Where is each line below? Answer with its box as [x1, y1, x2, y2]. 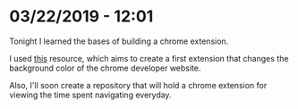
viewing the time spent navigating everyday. [9, 89, 172, 100]
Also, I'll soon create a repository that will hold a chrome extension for [9, 80, 268, 90]
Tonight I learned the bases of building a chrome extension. [9, 36, 229, 46]
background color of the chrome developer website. [9, 63, 201, 73]
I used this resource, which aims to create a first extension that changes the [9, 53, 289, 63]
